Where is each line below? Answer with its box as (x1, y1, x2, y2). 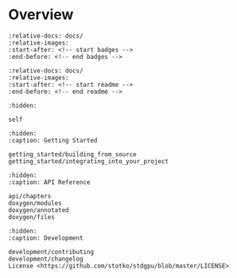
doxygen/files (8, 213, 56, 221)
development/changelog (8, 255, 84, 263)
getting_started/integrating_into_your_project (8, 157, 169, 165)
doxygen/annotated (8, 206, 69, 214)
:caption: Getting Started (8, 136, 98, 144)
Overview (8, 6, 74, 24)
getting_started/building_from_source (8, 150, 137, 159)
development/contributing (8, 248, 94, 256)
